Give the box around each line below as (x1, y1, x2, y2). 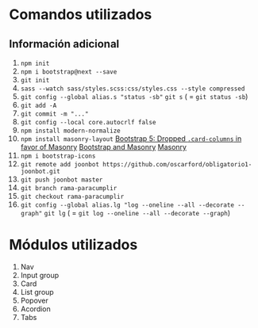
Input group (20, 270, 60, 280)
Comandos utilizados (9, 6, 152, 24)
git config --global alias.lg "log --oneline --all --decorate (20, 201, 235, 209)
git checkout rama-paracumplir (20, 193, 125, 200)
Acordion (20, 303, 51, 314)
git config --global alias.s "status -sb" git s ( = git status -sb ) (20, 92, 248, 101)
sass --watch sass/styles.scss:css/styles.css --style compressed (20, 85, 245, 93)
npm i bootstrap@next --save (20, 68, 117, 76)
